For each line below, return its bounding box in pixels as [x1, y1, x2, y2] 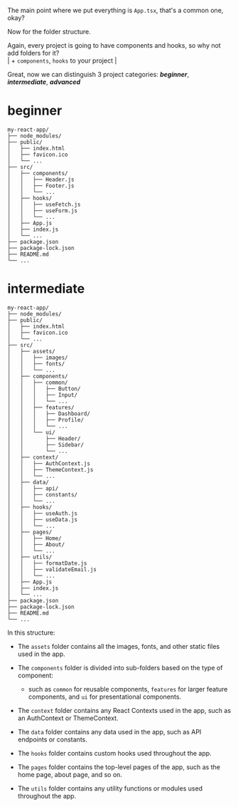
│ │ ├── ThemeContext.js [7, 466, 94, 473]
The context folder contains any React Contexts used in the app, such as [17, 706, 232, 714]
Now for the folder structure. [7, 28, 91, 36]
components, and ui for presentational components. [28, 692, 182, 701]
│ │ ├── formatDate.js [7, 559, 87, 567]
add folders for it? [7, 49, 60, 57]
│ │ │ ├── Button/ [7, 385, 81, 392]
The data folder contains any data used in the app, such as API [17, 727, 202, 736]
